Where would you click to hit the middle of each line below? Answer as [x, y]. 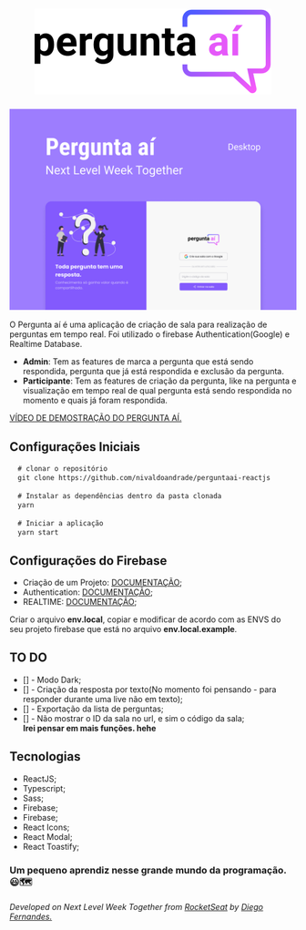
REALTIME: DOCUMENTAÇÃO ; [80, 601]
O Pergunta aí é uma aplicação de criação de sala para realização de [138, 325]
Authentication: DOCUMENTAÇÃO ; [87, 592]
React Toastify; [51, 846]
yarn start [38, 533]
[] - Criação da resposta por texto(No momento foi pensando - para [149, 689]
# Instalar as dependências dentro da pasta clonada [120, 496]
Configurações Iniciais [75, 447]
